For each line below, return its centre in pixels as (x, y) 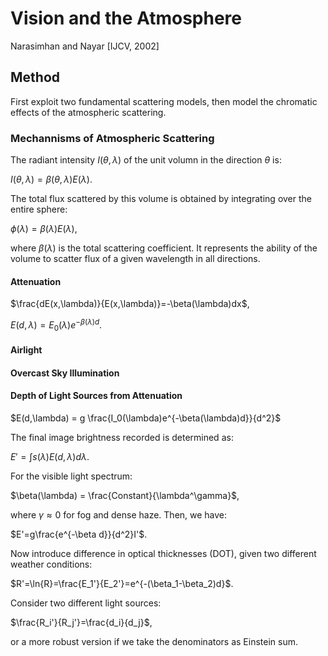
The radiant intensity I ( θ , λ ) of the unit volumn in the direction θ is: (146, 160)
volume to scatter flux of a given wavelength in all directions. (135, 259)
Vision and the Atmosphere (126, 18)
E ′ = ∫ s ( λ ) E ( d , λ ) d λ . (50, 457)
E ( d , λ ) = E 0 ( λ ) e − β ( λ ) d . (56, 325)
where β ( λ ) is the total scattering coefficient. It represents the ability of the (164, 248)
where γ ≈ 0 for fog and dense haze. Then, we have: (119, 515)
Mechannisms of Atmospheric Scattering (112, 138)
